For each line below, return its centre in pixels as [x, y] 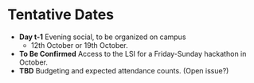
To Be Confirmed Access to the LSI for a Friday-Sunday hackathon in [133, 53]
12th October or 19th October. [79, 45]
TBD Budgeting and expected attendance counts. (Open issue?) [124, 70]
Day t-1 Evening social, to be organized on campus [102, 37]
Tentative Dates [61, 15]
